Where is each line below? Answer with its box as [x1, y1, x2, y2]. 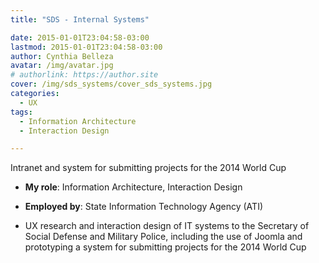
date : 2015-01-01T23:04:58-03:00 [10, 32, 150, 43]
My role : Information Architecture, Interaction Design [24, 181, 243, 193]
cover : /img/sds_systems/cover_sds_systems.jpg [10, 79, 213, 90]
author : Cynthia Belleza [10, 51, 114, 61]
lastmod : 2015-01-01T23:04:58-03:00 [10, 42, 163, 52]
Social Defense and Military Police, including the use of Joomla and [24, 231, 303, 243]
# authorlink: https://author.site [10, 70, 159, 80]
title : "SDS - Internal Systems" [10, 14, 150, 25]
